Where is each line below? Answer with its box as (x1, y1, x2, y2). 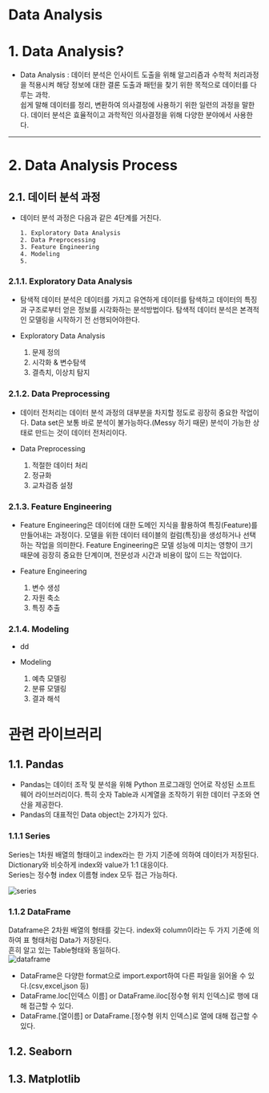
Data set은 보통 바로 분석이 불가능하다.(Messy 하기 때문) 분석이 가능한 (30, 418, 251, 427)
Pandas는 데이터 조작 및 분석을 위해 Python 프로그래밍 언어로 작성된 (19, 780, 235, 789)
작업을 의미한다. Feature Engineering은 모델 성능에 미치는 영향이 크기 (34, 540, 254, 550)
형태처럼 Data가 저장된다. (31, 935, 111, 944)
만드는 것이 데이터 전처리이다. (34, 427, 127, 437)
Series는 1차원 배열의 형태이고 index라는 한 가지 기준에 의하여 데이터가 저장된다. (8, 850, 259, 859)
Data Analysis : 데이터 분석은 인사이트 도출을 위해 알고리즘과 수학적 (19, 70, 232, 80)
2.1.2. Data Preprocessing (8, 388, 110, 399)
